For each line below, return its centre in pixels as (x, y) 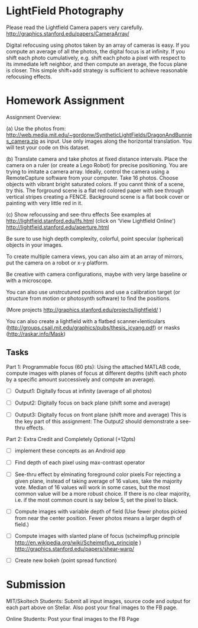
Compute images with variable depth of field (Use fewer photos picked (101, 512)
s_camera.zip (22, 141)
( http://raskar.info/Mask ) (36, 334)
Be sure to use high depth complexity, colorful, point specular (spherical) (95, 238)
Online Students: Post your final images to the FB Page (73, 619)
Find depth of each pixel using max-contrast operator (80, 462)
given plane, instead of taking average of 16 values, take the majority (98, 481)
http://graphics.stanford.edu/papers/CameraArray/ (68, 33)
